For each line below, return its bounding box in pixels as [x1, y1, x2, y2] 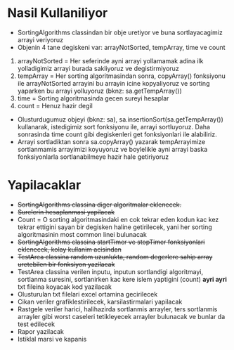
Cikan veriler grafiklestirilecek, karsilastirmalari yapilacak [17, 297, 183, 306]
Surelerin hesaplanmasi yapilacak [17, 207, 115, 216]
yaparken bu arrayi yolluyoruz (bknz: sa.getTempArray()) [17, 86, 182, 95]
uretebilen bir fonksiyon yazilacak [17, 260, 115, 268]
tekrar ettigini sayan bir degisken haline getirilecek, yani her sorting [17, 223, 212, 231]
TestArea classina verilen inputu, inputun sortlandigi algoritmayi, [17, 267, 204, 276]
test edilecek [17, 320, 55, 328]
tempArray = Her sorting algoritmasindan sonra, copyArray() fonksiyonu [17, 72, 226, 80]
